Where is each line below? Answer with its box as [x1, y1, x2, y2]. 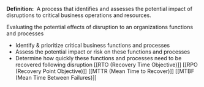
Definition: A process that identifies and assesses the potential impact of [6, 5, 193, 12]
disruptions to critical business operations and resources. [6, 12, 151, 19]
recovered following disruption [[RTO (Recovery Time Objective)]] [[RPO [15, 61, 198, 68]
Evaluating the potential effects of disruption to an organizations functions [6, 24, 194, 30]
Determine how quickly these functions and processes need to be [15, 55, 182, 61]
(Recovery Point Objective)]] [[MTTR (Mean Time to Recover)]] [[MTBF [15, 68, 195, 75]
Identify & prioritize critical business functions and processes [15, 42, 170, 49]
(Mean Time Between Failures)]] [15, 74, 97, 81]
